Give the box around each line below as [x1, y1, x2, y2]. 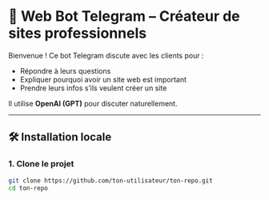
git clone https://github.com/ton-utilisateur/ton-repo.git [8, 176, 214, 185]
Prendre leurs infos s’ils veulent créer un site [19, 83, 167, 93]
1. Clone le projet [8, 158, 74, 170]
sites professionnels [8, 24, 147, 42]
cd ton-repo [8, 184, 48, 192]
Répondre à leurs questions [19, 66, 111, 75]
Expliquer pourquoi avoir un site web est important [19, 74, 187, 84]
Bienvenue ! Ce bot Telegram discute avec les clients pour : [8, 50, 204, 60]
